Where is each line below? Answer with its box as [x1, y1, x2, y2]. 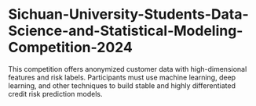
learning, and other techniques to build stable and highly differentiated [8, 80, 236, 90]
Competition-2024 [8, 39, 133, 56]
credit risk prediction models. [8, 89, 104, 98]
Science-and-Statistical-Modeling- [8, 22, 243, 40]
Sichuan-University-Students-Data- [8, 5, 249, 23]
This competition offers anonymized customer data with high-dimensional [8, 64, 247, 73]
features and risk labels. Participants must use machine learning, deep [8, 72, 236, 82]
